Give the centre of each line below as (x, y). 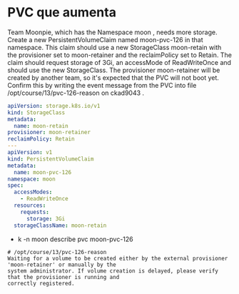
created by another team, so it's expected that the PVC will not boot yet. (113, 77)
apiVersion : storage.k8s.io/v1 (54, 106)
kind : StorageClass (36, 112)
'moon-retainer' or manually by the (62, 265)
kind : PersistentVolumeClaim (51, 159)
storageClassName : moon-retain (60, 225)
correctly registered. (41, 283)
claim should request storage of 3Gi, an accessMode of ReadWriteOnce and (119, 62)
